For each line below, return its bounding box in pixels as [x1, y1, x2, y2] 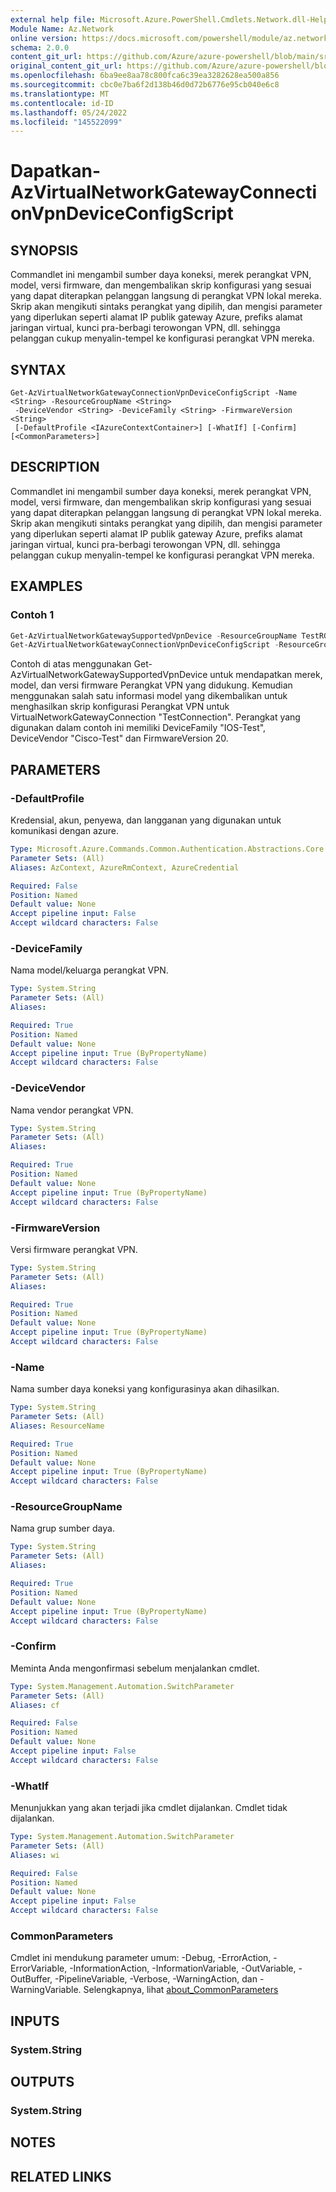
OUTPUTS [10, 2074, 75, 2091]
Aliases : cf [10, 1700, 60, 1710]
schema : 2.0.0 [10, 42, 70, 53]
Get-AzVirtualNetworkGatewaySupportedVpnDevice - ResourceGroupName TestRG [10, 631, 329, 641]
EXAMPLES [10, 578, 83, 595]
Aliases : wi [10, 1850, 60, 1860]
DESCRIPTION [10, 459, 100, 476]
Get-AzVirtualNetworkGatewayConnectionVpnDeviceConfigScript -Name [10, 388, 298, 398]
